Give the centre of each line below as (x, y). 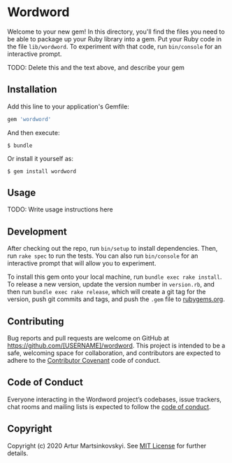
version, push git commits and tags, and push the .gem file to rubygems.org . (116, 299)
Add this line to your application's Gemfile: (68, 106)
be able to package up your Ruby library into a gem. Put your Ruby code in (115, 39)
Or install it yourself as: (40, 158)
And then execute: (34, 132)
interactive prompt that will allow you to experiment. (82, 263)
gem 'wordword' (29, 119)
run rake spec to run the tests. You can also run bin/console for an (103, 256)
